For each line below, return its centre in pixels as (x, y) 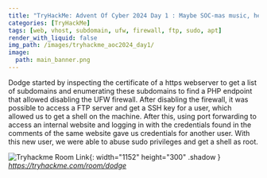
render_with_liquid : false (53, 38)
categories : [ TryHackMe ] (49, 23)
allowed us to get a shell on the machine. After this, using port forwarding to (132, 116)
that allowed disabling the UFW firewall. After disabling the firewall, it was (128, 99)
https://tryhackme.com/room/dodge (68, 165)
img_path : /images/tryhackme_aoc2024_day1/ (81, 45)
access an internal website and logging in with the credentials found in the (130, 125)
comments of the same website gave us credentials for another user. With (129, 133)
